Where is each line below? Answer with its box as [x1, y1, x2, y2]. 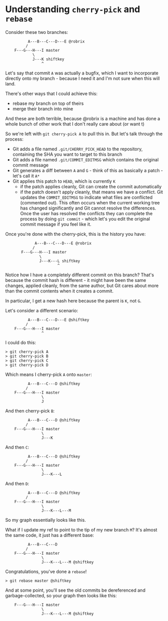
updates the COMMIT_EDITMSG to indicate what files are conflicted [20, 194, 153, 200]
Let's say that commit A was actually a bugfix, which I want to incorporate [5, 70, 158, 76]
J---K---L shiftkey [39, 258, 80, 264]
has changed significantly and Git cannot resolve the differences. [20, 205, 156, 211]
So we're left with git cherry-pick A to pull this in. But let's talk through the [5, 131, 163, 137]
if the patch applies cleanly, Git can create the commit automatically [20, 183, 162, 189]
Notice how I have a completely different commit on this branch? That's [5, 272, 154, 278]
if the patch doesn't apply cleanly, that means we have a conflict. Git [20, 189, 163, 195]
